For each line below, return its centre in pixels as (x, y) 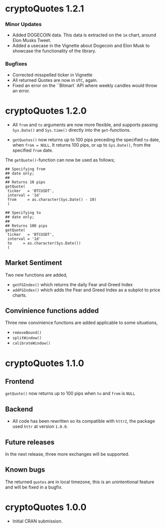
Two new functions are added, (36, 275)
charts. (20, 295)
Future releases (30, 442)
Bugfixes (16, 64)
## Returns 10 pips (25, 182)
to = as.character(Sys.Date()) (44, 243)
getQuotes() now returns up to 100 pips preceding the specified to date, (86, 140)
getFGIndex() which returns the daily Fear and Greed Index (73, 284)
